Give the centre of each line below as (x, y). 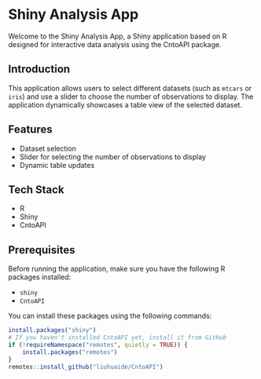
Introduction (39, 69)
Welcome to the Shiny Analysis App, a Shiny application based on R (118, 36)
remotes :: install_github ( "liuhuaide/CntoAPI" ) (86, 366)
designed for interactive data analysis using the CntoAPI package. (115, 44)
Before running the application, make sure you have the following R (117, 269)
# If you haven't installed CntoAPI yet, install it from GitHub (117, 338)
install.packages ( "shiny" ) (52, 330)
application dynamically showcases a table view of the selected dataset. (125, 104)
